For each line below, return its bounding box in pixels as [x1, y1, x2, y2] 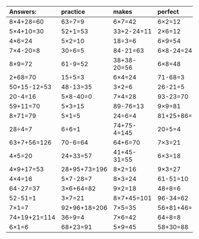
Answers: [9, 8, 37, 15]
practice [61, 8, 85, 15]
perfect [157, 8, 179, 15]
